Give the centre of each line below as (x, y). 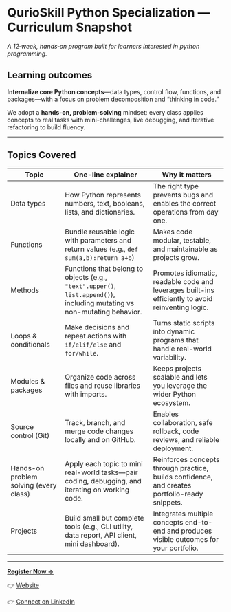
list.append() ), (90, 294)
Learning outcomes (50, 75)
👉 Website (23, 585)
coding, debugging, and (103, 481)
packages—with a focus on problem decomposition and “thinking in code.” (113, 99)
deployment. (173, 448)
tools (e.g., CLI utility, (99, 526)
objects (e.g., (86, 277)
